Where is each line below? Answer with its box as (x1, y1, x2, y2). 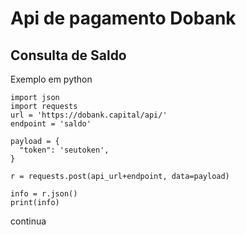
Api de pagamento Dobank (10, 7, 237, 30)
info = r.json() (10, 189, 78, 199)
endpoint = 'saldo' (10, 119, 92, 129)
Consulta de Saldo (10, 47, 127, 64)
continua (10, 215, 47, 227)
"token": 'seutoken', (19, 145, 110, 155)
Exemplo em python (10, 73, 93, 85)
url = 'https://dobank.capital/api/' (10, 110, 168, 120)
